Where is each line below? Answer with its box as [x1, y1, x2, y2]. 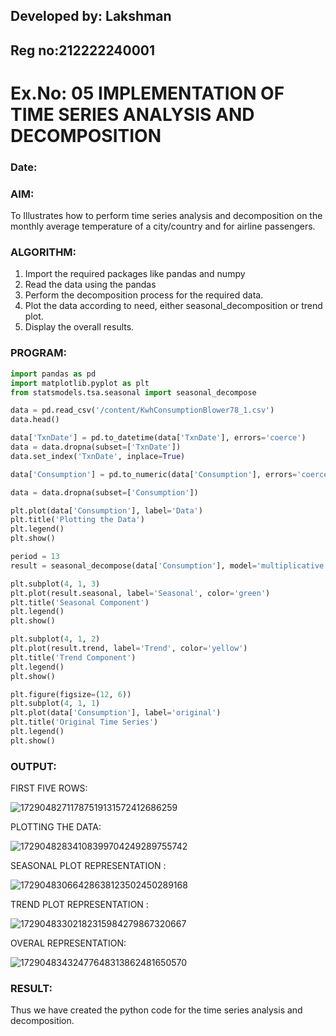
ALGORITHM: [10, 245, 77, 259]
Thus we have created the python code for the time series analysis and [10, 1004, 303, 1016]
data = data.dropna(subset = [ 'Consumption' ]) [10, 487, 199, 498]
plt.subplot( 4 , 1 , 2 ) [10, 634, 101, 644]
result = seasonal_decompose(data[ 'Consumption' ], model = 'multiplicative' [10, 560, 329, 571]
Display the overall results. [24, 321, 135, 333]
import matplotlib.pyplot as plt [10, 378, 150, 388]
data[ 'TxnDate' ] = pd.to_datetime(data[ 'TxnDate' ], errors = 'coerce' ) [10, 433, 307, 443]
